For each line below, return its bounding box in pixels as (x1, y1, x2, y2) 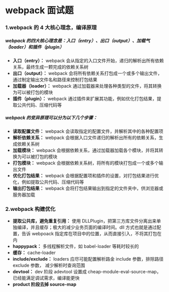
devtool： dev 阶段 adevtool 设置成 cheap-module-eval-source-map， (12, 269, 161, 275)
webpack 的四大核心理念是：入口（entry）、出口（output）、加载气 (5, 38, 150, 44)
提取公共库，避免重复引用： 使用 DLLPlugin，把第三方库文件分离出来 (12, 218, 157, 224)
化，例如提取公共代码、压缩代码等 (12, 179, 84, 185)
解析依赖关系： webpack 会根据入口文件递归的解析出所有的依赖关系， (12, 135, 159, 141)
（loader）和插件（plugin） (5, 44, 64, 50)
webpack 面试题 (5, 5, 74, 16)
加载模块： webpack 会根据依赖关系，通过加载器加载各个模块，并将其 (12, 148, 159, 154)
